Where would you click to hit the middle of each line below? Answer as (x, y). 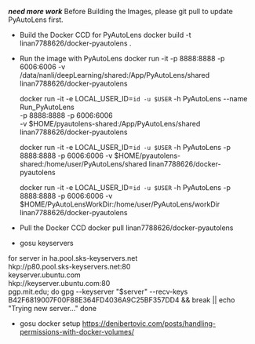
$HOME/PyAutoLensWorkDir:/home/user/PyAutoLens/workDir (120, 204)
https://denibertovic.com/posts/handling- (149, 324)
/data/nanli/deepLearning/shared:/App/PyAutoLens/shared (115, 75)
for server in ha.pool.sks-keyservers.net (73, 258)
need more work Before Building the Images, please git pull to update (120, 11)
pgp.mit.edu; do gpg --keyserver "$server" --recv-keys (98, 291)
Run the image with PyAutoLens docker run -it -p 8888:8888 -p (122, 59)
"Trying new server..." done (52, 308)
